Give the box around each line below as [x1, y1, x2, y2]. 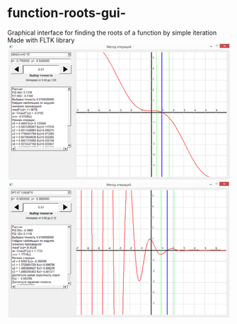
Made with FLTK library [7, 35, 75, 44]
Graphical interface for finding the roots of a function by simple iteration [7, 28, 217, 37]
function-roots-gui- [7, 5, 126, 21]
